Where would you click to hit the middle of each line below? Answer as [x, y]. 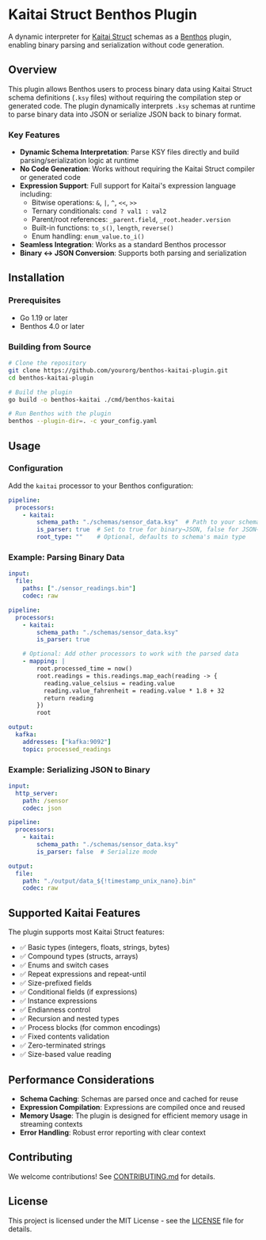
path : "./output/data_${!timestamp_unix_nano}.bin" [109, 881]
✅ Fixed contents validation [65, 1036]
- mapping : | [44, 662]
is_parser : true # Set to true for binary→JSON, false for [138, 530]
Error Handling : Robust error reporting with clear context [112, 1132]
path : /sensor [46, 801]
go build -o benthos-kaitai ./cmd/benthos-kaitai [92, 399]
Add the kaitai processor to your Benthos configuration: [101, 486]
